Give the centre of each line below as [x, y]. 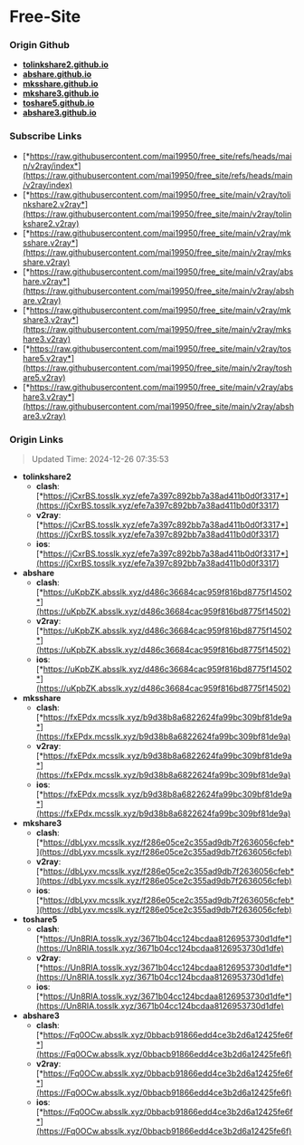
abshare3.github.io [59, 113]
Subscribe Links [46, 136]
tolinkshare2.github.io [65, 64]
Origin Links [37, 439]
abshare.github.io [57, 74]
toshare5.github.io [58, 103]
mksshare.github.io [60, 84]
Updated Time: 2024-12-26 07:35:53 [100, 459]
